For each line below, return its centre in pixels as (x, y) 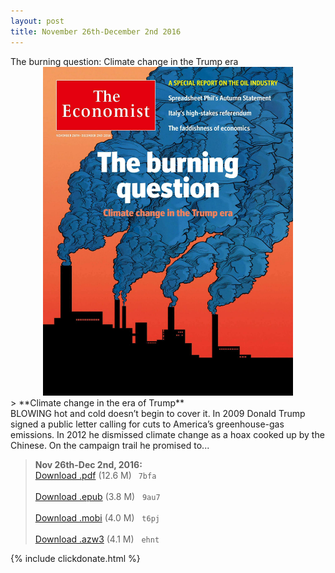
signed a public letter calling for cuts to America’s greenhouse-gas (147, 424)
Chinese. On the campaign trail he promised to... (110, 445)
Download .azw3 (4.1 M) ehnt (97, 539)
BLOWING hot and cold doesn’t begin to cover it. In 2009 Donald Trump (158, 413)
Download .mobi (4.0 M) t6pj (97, 517)
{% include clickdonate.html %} (75, 558)
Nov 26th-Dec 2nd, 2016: (88, 464)
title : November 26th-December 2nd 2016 (96, 31)
